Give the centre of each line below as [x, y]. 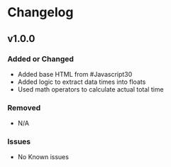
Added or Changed [41, 59]
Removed [24, 107]
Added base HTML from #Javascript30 [75, 74]
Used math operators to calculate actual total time [91, 89]
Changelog [40, 12]
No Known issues [43, 157]
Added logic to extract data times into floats [82, 82]
